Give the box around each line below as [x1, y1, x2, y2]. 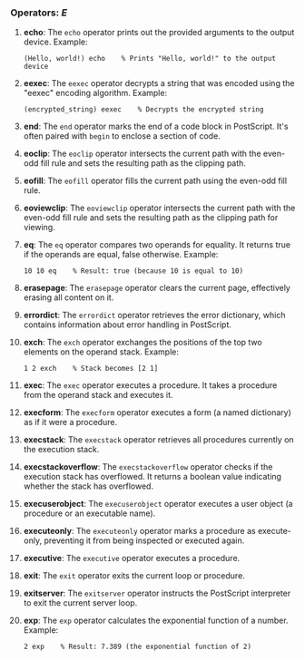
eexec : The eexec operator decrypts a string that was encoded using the [23, 78, 295, 89]
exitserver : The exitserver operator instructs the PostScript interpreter [23, 587, 291, 599]
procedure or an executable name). [23, 508, 156, 519]
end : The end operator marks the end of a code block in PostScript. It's [23, 121, 289, 132]
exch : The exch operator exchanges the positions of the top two [23, 337, 262, 348]
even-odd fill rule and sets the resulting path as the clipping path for [23, 212, 279, 223]
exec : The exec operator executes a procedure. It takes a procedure [23, 380, 278, 391]
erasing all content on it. [23, 292, 114, 303]
